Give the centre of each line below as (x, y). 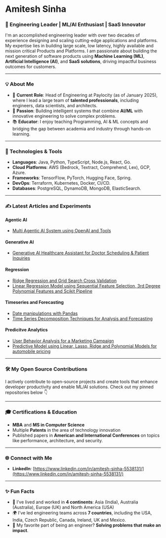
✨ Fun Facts (20, 491)
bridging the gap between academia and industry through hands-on (81, 128)
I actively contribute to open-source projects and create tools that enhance (82, 382)
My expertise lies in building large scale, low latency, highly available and (80, 46)
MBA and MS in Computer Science (48, 425)
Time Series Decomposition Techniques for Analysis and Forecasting (83, 318)
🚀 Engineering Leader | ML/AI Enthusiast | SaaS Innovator (75, 25)
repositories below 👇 (26, 393)
